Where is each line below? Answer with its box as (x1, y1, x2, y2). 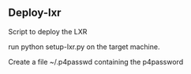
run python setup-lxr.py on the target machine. (8, 42, 160, 51)
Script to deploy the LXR (8, 26, 88, 36)
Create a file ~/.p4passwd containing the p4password (8, 57, 184, 66)
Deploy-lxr (8, 6, 62, 19)
